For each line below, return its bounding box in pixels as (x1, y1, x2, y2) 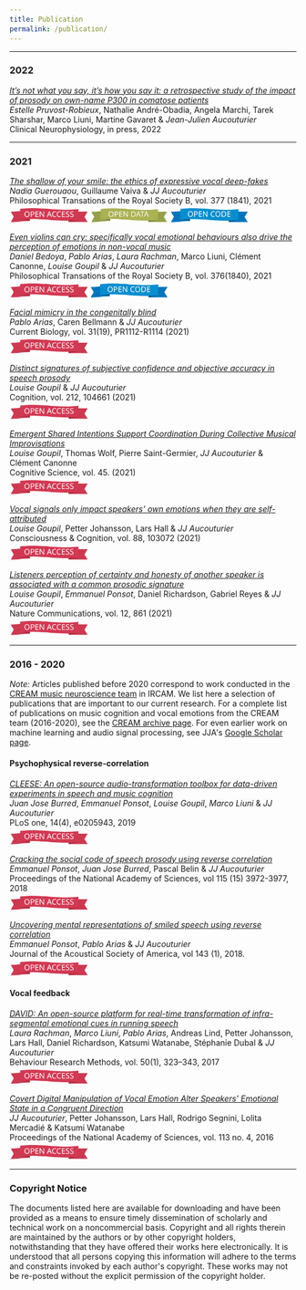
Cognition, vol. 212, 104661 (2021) (9, 392, 137, 403)
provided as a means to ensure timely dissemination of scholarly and (9, 1212, 268, 1223)
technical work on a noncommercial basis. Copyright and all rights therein (9, 1222, 286, 1233)
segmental (9, 1017, 50, 1028)
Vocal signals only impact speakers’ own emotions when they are (9, 504, 257, 515)
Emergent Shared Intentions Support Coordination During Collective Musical (9, 429, 296, 440)
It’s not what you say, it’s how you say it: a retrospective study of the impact (9, 85, 296, 96)
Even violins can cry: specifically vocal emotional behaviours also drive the (9, 232, 293, 243)
